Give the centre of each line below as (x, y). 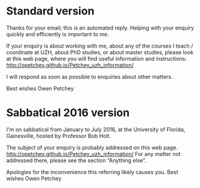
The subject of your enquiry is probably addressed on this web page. (92, 147)
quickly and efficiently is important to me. (58, 34)
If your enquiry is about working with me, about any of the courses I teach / (100, 46)
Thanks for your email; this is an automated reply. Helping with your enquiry (100, 28)
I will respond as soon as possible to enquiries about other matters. (89, 77)
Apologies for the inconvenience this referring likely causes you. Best (92, 172)
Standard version (50, 11)
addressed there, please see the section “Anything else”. (76, 160)
